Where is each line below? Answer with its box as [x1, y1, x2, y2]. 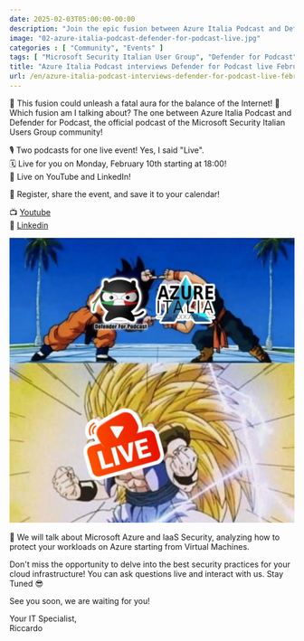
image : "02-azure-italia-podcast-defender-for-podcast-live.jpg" [9, 33, 261, 42]
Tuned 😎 [9, 578, 43, 589]
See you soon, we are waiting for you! [9, 595, 151, 606]
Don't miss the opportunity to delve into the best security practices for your [9, 559, 291, 570]
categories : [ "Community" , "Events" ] [9, 43, 165, 52]
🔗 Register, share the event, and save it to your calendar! [9, 188, 220, 199]
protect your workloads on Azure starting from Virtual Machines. [9, 541, 251, 551]
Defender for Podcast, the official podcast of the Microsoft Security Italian [9, 117, 286, 127]
